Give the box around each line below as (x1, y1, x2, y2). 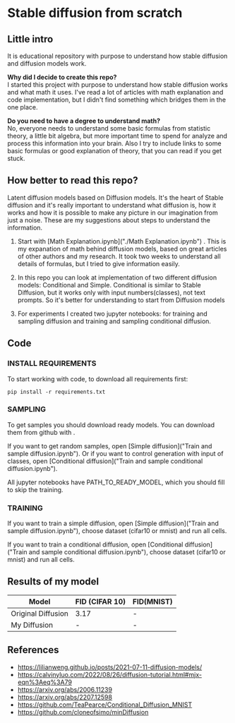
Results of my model (7, 575, 100, 587)
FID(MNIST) (133, 597, 173, 607)
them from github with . (7, 428, 76, 436)
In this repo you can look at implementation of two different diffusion (17, 273, 217, 282)
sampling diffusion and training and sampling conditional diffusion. (17, 316, 212, 325)
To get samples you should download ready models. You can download (7, 420, 215, 429)
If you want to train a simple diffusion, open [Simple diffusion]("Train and (7, 519, 219, 527)
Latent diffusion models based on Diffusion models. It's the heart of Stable (7, 193, 224, 202)
